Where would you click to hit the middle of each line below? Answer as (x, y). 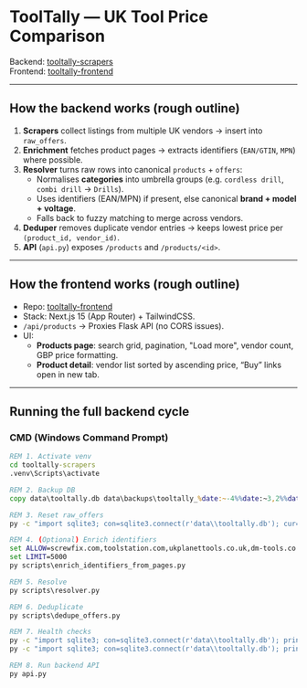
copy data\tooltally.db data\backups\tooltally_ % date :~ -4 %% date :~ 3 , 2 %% (148, 498)
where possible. (53, 159)
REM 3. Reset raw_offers (57, 515)
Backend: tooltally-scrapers (62, 61)
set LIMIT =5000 (38, 557)
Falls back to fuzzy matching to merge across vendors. (140, 217)
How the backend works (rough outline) (125, 108)
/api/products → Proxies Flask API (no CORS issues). (123, 325)
